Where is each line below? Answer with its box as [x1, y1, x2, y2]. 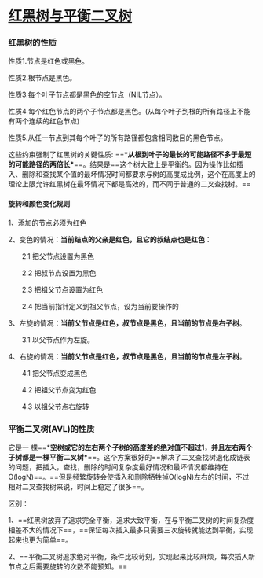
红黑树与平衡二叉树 [8, 7, 133, 25]
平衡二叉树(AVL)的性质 [8, 423, 95, 434]
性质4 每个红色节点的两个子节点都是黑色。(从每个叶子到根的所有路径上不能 [8, 107, 251, 116]
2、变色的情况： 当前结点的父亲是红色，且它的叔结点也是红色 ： [8, 234, 212, 244]
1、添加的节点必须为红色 [8, 218, 87, 227]
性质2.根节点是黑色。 [8, 73, 77, 83]
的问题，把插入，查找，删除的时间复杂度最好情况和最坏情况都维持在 [8, 462, 228, 472]
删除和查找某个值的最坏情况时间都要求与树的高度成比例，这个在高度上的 [21, 170, 256, 179]
